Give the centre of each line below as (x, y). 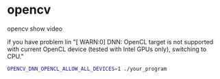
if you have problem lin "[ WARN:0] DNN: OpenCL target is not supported (110, 42)
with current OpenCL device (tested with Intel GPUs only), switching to (107, 49)
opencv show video (35, 29)
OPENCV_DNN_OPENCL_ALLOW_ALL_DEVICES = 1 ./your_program (87, 69)
